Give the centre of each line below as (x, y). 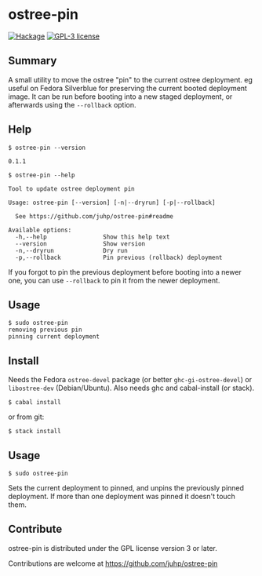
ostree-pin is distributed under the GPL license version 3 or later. (113, 548)
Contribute (35, 529)
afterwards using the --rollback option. (72, 104)
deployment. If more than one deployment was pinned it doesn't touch (122, 496)
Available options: (40, 230)
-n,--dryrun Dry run (71, 250)
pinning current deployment (54, 337)
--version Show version (80, 244)
